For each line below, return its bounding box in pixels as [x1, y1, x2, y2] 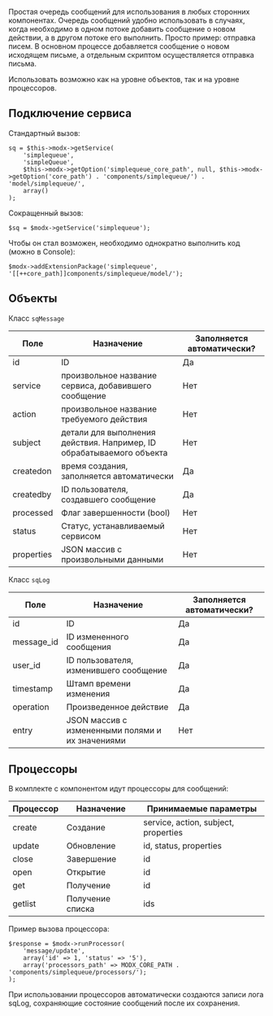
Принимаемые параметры [146, 803, 258, 814]
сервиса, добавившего [60, 380, 152, 391]
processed [12, 507, 54, 518]
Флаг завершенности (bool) [60, 507, 171, 518]
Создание [66, 822, 106, 833]
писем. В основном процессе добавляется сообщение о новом [8, 41, 230, 51]
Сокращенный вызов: [8, 207, 84, 218]
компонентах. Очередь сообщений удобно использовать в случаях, [8, 15, 245, 25]
